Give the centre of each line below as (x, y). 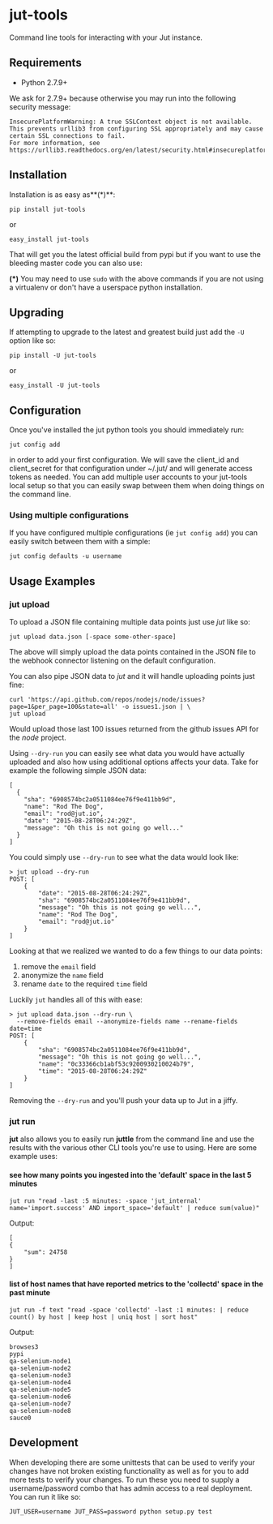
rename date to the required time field (84, 984)
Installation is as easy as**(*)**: (62, 194)
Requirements (45, 63)
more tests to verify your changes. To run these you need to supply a (124, 1479)
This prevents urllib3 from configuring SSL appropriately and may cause (136, 129)
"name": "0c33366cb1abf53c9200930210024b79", (117, 1064)
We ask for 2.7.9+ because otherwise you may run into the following (123, 98)
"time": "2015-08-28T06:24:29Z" (93, 1071)
